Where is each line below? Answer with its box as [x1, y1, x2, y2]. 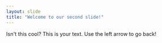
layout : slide [6, 8, 41, 15]
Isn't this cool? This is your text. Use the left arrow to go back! [6, 30, 157, 37]
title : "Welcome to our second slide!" [6, 14, 104, 20]
